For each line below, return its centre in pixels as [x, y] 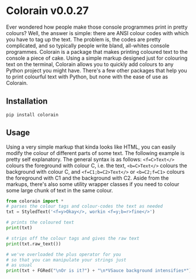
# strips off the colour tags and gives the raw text [73, 238]
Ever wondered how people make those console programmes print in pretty [97, 27]
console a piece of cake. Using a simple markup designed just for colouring [97, 58]
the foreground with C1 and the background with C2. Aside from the [87, 178]
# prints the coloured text [40, 223]
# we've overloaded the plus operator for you [64, 254]
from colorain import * [35, 201]
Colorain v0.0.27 [48, 11]
